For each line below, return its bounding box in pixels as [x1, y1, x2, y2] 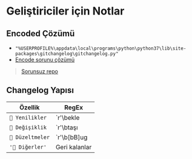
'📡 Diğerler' [9, 143, 47, 151]
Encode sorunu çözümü [15, 56, 75, 63]
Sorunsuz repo [21, 68, 59, 75]
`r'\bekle [55, 113, 80, 122]
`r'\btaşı [55, 123, 78, 131]
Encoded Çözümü [6, 28, 75, 39]
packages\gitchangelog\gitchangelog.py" [15, 51, 119, 57]
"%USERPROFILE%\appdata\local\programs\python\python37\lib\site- [15, 45, 187, 51]
